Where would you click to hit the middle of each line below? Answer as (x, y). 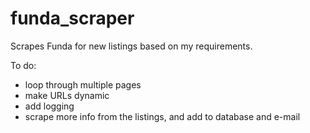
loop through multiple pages (83, 84)
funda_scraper (72, 18)
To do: (23, 65)
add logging (49, 106)
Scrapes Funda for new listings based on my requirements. (131, 46)
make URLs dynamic (67, 95)
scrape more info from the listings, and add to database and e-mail (162, 116)
